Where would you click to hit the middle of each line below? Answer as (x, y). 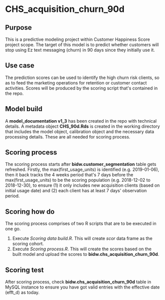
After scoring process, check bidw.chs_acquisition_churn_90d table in (78, 282)
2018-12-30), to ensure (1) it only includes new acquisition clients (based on (82, 185)
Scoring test (25, 270)
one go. (13, 229)
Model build (24, 109)
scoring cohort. (28, 244)
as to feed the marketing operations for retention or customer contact (76, 82)
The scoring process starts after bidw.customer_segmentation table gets (81, 164)
